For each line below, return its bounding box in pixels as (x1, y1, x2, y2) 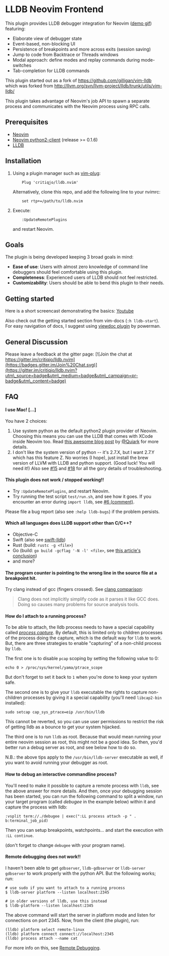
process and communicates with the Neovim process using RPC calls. (5, 103, 151, 109)
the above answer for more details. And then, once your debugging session (5, 788, 162, 794)
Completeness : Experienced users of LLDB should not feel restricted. (12, 274, 158, 281)
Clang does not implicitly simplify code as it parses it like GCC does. (17, 596, 159, 602)
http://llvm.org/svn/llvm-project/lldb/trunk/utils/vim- (54, 82, 162, 89)
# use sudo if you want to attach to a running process (5, 885, 125, 890)
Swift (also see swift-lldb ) (12, 537, 66, 542)
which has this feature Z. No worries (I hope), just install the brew (12, 455, 149, 461)
